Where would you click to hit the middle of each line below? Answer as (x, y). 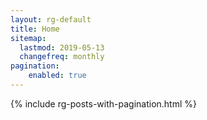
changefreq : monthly (62, 57)
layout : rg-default (51, 19)
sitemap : (28, 38)
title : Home (35, 29)
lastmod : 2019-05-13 (62, 47)
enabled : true (57, 76)
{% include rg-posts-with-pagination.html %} (104, 103)
